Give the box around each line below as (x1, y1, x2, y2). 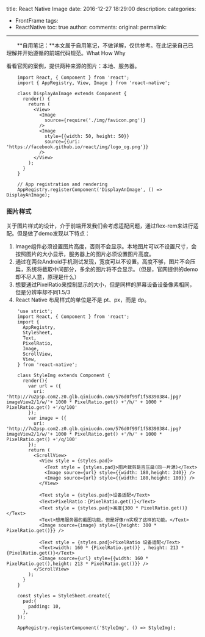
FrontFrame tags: (15, 17, 59, 24)
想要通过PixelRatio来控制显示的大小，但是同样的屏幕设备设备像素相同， (15, 281, 195, 289)
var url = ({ (28, 383, 62, 389)
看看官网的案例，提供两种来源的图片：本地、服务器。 (6, 62, 140, 70)
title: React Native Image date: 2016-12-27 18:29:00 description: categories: (6, 5, 196, 12)
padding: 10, (28, 603, 62, 610)
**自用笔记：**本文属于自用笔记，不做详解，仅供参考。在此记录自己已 (16, 42, 194, 49)
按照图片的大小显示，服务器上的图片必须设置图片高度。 (15, 250, 154, 258)
